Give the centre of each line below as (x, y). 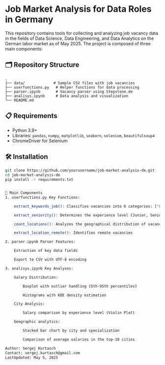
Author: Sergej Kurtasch (30, 348)
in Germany (29, 19)
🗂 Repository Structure (42, 65)
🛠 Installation (27, 157)
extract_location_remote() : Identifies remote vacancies (73, 233)
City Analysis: (29, 304)
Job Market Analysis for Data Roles (78, 9)
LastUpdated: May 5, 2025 (31, 358)
